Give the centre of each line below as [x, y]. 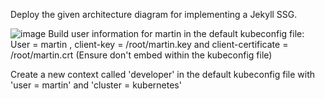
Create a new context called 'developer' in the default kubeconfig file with [163, 74]
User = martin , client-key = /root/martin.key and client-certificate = [149, 44]
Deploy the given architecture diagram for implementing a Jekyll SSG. [154, 14]
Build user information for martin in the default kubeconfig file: [176, 33]
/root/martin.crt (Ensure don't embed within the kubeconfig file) [141, 55]
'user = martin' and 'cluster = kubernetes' [96, 85]
